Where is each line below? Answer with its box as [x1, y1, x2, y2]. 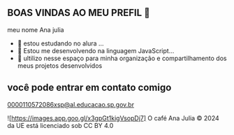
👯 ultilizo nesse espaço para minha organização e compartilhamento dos [17, 54, 227, 62]
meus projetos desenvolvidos [17, 61, 103, 70]
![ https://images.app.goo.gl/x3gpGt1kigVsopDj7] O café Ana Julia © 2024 [7, 113, 220, 122]
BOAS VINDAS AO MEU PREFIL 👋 [7, 7, 150, 19]
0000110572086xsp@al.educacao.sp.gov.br [7, 100, 135, 108]
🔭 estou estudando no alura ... [17, 39, 104, 48]
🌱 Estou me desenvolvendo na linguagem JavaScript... [17, 46, 175, 55]
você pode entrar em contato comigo [7, 82, 172, 94]
